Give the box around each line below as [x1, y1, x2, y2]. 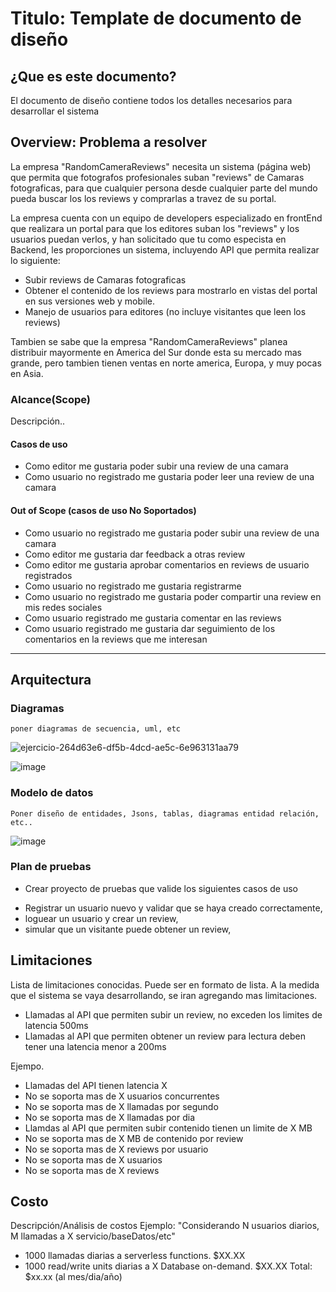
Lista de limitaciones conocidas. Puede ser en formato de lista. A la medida [10, 978, 320, 991]
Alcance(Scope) [10, 392, 92, 406]
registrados [24, 569, 73, 581]
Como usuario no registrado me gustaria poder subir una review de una [24, 527, 320, 539]
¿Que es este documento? [10, 68, 177, 85]
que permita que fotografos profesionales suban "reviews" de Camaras [10, 171, 305, 183]
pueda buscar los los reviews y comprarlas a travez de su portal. [10, 192, 277, 204]
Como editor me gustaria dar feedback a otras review [24, 548, 246, 560]
